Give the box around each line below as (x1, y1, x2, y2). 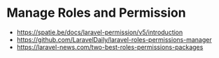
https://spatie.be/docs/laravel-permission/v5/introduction (16, 28, 183, 36)
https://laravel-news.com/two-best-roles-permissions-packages (16, 43, 204, 51)
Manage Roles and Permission (6, 5, 186, 21)
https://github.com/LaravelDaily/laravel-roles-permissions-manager (16, 35, 212, 43)
